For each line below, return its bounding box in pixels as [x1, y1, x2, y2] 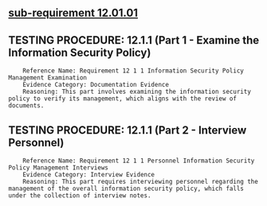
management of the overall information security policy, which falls [8, 185, 245, 193]
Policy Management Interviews [8, 164, 109, 172]
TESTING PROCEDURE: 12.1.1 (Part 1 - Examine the [8, 33, 260, 47]
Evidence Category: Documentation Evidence [22, 81, 170, 89]
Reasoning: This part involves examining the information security [22, 87, 251, 96]
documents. [8, 102, 45, 110]
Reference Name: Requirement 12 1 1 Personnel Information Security [22, 157, 255, 165]
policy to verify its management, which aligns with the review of [8, 95, 238, 103]
